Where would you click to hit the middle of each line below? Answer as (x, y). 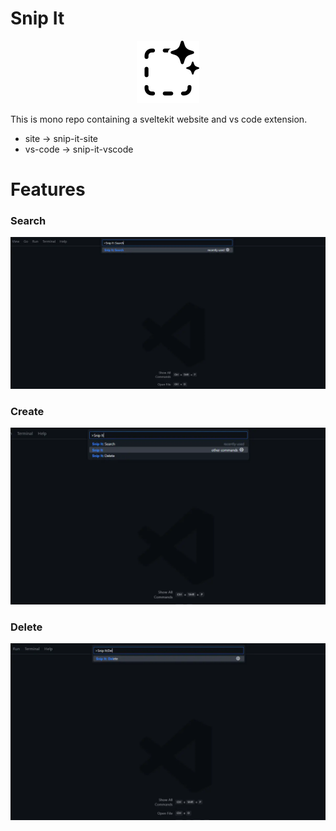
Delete (26, 627)
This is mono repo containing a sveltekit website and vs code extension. (159, 119)
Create (27, 411)
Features (48, 189)
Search (28, 221)
